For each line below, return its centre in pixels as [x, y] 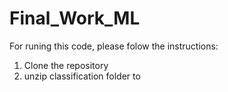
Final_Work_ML [75, 18]
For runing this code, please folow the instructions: [114, 46]
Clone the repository [66, 65]
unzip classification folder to [82, 76]
